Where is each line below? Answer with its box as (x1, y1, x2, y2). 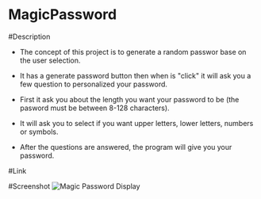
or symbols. (19, 127, 59, 136)
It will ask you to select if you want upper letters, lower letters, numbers (19, 118, 254, 128)
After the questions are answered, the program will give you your (19, 142, 232, 151)
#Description (8, 32, 51, 41)
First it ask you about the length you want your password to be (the (19, 94, 240, 104)
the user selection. (19, 55, 81, 65)
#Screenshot (8, 181, 51, 191)
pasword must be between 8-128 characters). (19, 103, 170, 113)
